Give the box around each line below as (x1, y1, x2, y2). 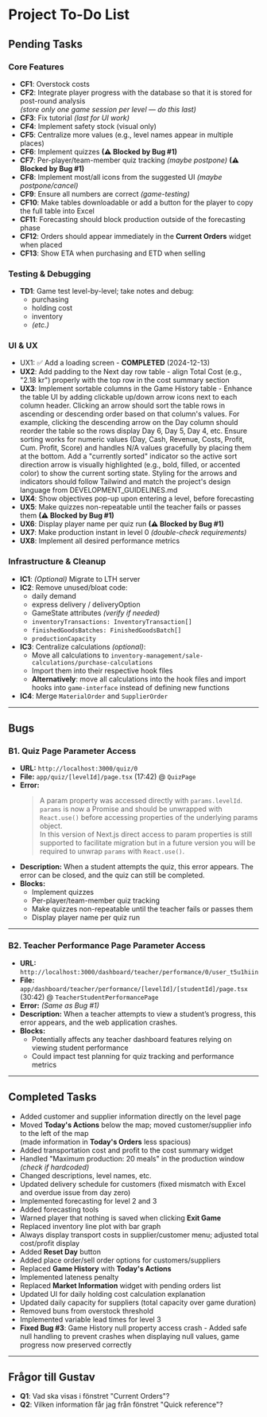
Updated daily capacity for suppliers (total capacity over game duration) (19, 1298, 257, 1307)
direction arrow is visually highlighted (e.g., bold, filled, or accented (19, 460, 241, 470)
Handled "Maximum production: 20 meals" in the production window (19, 1154, 245, 1163)
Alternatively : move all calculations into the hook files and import (31, 674, 246, 684)
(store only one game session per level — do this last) (19, 104, 197, 114)
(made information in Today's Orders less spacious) (19, 1137, 192, 1146)
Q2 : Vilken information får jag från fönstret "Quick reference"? (19, 1399, 223, 1410)
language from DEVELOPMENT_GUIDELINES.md (19, 486, 178, 495)
